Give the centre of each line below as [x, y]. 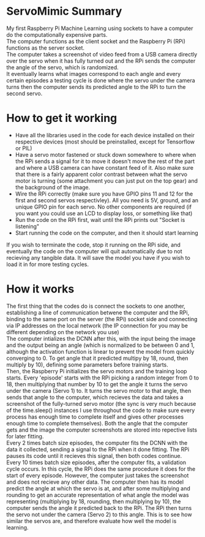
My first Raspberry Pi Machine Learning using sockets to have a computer [100, 28]
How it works [40, 289]
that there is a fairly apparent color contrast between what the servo [101, 174]
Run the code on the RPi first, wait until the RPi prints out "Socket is [100, 219]
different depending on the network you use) [63, 332]
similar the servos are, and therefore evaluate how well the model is [91, 521]
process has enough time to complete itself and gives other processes [95, 417]
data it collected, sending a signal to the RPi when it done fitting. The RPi [98, 449]
